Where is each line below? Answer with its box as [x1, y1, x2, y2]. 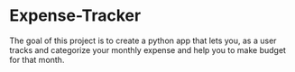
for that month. [9, 54, 65, 65]
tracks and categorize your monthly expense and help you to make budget [9, 44, 287, 55]
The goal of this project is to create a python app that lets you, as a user [9, 35, 277, 46]
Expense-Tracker [9, 5, 142, 26]
